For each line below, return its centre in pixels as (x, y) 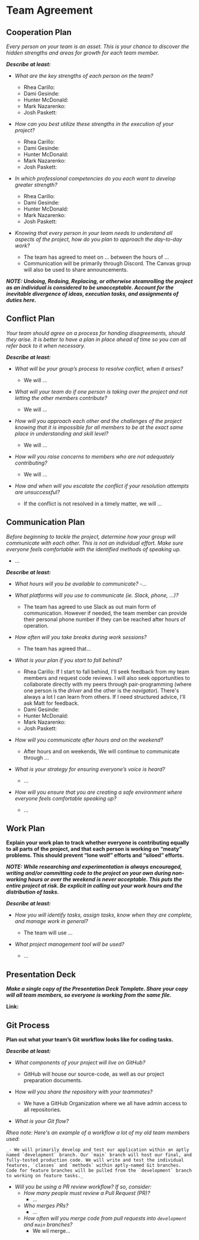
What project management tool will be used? (69, 945)
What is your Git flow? (42, 1121)
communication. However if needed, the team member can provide (105, 613)
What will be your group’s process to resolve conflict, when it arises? (99, 368)
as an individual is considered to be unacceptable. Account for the (90, 287)
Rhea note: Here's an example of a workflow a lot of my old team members (98, 1133)
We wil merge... (52, 1231)
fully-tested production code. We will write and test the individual (95, 1160)
